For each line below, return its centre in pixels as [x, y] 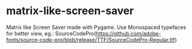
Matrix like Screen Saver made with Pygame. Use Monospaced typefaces [96, 27]
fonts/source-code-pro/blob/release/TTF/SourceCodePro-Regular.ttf [91, 40]
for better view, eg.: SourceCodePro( [51, 33]
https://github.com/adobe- [129, 33]
